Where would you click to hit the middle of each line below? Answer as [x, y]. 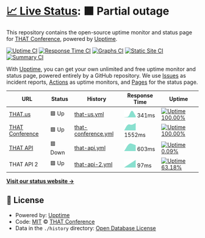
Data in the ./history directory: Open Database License [85, 228]
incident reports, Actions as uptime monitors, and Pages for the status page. [102, 82]
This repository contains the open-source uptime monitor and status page [99, 32]
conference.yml [94, 133]
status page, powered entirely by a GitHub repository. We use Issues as [96, 75]
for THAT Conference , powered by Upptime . [62, 39]
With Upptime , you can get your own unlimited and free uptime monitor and [101, 69]
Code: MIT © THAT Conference [55, 221]
